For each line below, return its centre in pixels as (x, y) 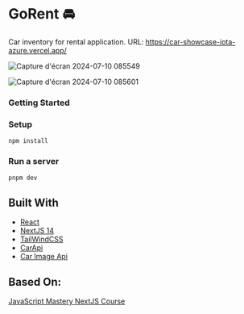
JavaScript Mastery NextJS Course (67, 301)
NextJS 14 (37, 231)
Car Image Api (44, 257)
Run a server (34, 161)
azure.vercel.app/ (37, 50)
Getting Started (39, 103)
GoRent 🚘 (42, 14)
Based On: (35, 282)
